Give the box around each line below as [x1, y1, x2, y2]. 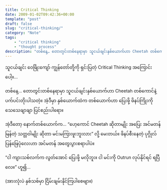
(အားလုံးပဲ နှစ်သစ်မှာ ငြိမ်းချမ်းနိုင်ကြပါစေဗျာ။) [5, 178, 93, 184]
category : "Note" [5, 30, 41, 35]
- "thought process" [14, 44, 57, 49]
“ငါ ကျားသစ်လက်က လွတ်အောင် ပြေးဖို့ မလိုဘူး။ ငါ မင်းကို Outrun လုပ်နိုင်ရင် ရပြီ [5, 154, 160, 160]
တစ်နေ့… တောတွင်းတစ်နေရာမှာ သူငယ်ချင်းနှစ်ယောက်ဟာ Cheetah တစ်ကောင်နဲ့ [5, 88, 157, 94]
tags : [5, 35, 16, 40]
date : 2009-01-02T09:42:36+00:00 [5, 12, 75, 17]
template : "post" [5, 16, 41, 21]
